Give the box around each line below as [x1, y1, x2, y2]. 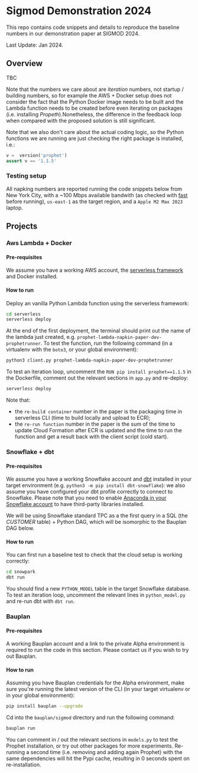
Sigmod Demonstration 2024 [6, 4, 152, 18]
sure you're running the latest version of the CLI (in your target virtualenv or [6, 686, 190, 693]
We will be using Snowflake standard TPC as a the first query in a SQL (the [6, 512, 188, 519]
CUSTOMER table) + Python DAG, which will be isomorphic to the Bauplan [6, 518, 187, 526]
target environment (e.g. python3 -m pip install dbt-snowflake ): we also [6, 482, 186, 489]
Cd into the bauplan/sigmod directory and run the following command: [6, 714, 176, 721]
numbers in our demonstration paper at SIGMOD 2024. [6, 30, 140, 37]
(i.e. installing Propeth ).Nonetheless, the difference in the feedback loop [6, 110, 182, 118]
